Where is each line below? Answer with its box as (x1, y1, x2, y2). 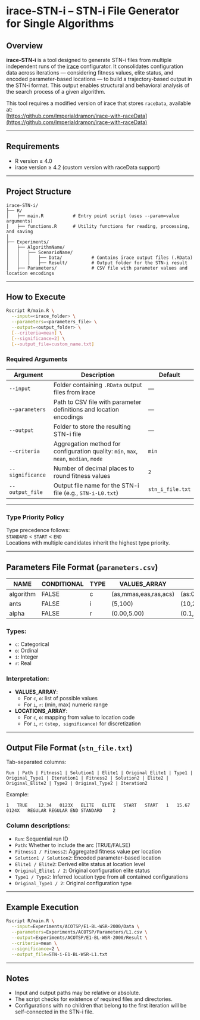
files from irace (53, 388, 96, 396)
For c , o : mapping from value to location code (23, 713, 135, 721)
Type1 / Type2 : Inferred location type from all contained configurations (14, 873, 189, 880)
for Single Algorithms (6, 17, 114, 30)
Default (158, 370, 180, 379)
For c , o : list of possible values (23, 694, 98, 701)
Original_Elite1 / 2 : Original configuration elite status (14, 867, 151, 874)
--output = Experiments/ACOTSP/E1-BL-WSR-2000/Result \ (11, 935, 148, 941)
